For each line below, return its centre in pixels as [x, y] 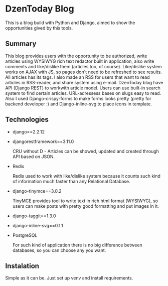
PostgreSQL [25, 235]
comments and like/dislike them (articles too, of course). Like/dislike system [83, 66]
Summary [21, 44]
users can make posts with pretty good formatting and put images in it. [86, 206]
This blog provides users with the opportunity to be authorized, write [76, 56]
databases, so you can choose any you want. [59, 250]
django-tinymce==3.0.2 [37, 191]
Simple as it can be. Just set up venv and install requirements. [69, 278]
